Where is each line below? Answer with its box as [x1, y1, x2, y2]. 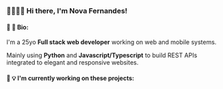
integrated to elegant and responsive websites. [6, 58, 139, 67]
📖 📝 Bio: [6, 23, 29, 31]
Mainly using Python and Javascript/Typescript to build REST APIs [6, 51, 198, 60]
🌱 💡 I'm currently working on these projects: [6, 74, 135, 82]
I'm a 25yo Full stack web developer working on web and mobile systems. [6, 38, 217, 46]
